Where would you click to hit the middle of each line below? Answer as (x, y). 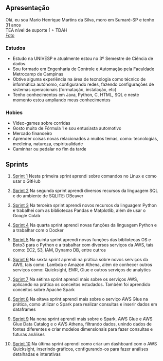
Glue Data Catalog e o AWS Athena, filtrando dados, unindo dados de (82, 324)
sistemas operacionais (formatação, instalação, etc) (64, 90)
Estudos (16, 48)
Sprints (17, 164)
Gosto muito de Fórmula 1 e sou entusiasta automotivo (67, 128)
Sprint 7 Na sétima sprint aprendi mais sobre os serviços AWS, (75, 279)
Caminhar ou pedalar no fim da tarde (49, 149)
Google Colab (26, 216)
